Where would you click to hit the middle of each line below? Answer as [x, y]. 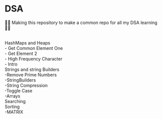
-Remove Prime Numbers [31, 74]
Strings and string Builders [32, 69]
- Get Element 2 [21, 53]
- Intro [11, 64]
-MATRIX [14, 112]
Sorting [12, 106]
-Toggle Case [19, 90]
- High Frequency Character [34, 58]
